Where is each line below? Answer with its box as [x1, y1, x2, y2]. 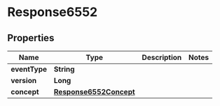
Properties [7, 32, 55, 44]
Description [142, 53, 182, 62]
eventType [11, 64, 48, 74]
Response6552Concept [53, 87, 135, 96]
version [11, 76, 37, 85]
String [53, 64, 75, 74]
